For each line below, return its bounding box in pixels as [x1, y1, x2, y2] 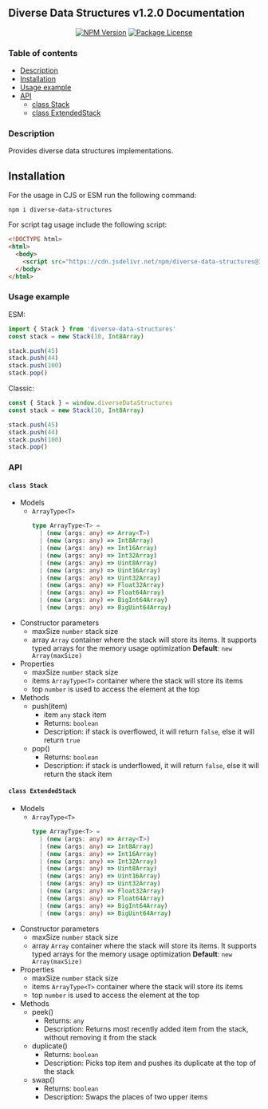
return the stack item [43, 769, 112, 778]
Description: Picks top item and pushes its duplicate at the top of [43, 1058, 257, 1067]
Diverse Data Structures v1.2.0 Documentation [8, 6, 246, 20]
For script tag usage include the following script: [8, 220, 167, 230]
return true [43, 735, 81, 745]
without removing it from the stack [43, 1032, 157, 1042]
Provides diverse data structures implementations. [8, 146, 174, 156]
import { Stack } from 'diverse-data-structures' [8, 325, 177, 333]
